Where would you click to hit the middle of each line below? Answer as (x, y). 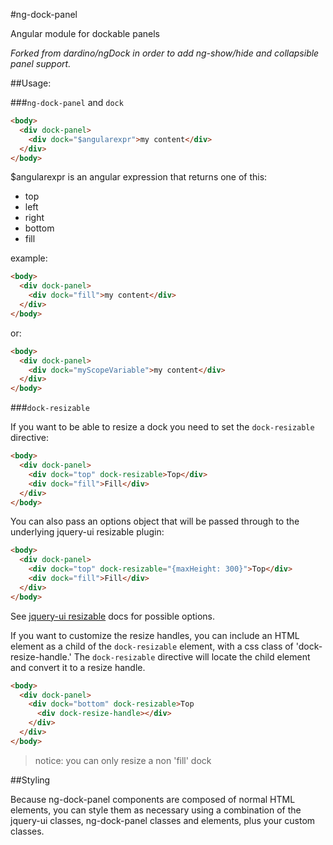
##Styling (30, 780)
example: (29, 258)
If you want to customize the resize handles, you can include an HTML (155, 635)
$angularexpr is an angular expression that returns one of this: (139, 177)
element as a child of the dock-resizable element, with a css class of (152, 646)
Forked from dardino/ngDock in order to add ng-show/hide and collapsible (165, 53)
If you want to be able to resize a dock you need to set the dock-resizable (162, 427)
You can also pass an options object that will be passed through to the (155, 521)
